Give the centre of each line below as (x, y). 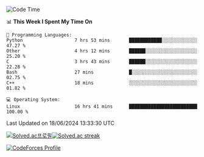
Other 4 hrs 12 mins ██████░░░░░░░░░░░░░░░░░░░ (102, 51)
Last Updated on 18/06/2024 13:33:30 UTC (60, 123)
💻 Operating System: (33, 100)
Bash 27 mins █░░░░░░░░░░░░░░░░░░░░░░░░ (102, 72)
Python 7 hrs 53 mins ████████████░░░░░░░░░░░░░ (102, 40)
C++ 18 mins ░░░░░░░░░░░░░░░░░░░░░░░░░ (102, 83)
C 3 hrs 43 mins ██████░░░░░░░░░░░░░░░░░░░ (102, 61)
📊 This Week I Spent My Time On (49, 22)
